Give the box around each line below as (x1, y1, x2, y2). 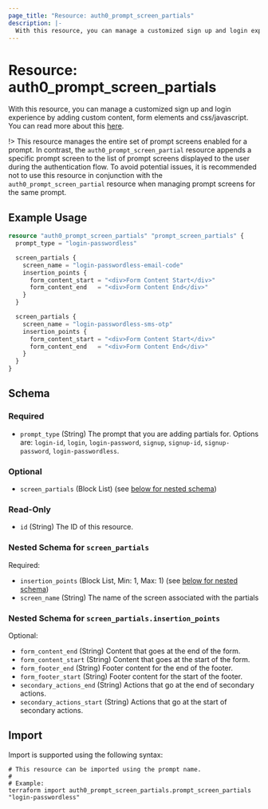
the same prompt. (8, 188, 67, 197)
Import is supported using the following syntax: (8, 750, 164, 759)
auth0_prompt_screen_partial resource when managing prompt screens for (8, 179, 255, 188)
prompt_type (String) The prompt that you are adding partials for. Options (19, 429, 259, 438)
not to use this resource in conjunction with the (8, 171, 164, 180)
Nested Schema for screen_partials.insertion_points (8, 613, 221, 624)
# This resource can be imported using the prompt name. (8, 765, 202, 773)
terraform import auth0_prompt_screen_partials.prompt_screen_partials (8, 786, 251, 795)
